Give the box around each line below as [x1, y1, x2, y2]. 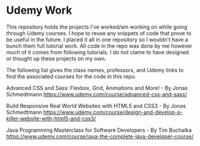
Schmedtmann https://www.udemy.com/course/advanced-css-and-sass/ [6, 91, 187, 98]
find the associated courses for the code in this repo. [6, 73, 137, 80]
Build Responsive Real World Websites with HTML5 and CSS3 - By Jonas [6, 102, 186, 109]
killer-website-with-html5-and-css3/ [6, 114, 96, 122]
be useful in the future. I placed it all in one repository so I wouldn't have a [6, 36, 189, 43]
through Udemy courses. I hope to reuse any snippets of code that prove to [6, 29, 192, 36]
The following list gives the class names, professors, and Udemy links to [6, 66, 184, 73]
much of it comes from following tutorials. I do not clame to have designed [6, 48, 189, 55]
